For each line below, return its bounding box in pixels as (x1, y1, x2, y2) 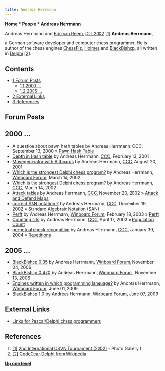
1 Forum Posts (12, 77, 41, 84)
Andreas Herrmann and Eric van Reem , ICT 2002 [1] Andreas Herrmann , (5, 30, 153, 36)
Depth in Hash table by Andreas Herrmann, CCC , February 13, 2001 (12, 153, 149, 159)
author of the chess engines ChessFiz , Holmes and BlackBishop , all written (5, 45, 158, 51)
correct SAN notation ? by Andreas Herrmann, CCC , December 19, (12, 200, 147, 206)
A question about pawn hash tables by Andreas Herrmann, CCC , (12, 143, 143, 148)
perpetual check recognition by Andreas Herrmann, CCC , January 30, (12, 226, 154, 232)
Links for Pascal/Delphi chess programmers (12, 318, 101, 324)
